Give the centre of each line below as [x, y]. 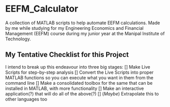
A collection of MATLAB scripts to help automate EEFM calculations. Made [83, 23]
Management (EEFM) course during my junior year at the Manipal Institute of [85, 33]
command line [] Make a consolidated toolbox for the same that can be [79, 83]
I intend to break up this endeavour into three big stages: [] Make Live [78, 67]
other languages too [26, 99]
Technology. [18, 39]
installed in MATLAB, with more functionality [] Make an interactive [75, 88]
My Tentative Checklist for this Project [67, 55]
